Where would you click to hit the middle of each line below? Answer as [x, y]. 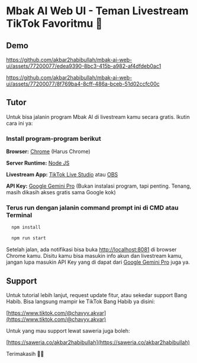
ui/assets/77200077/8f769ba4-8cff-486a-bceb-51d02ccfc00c [83, 84]
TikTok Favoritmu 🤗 [54, 23]
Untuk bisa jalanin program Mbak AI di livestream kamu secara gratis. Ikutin [98, 116]
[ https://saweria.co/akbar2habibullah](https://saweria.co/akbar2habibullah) [98, 342]
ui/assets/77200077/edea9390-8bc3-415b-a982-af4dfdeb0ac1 [84, 66]
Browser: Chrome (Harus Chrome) [48, 151]
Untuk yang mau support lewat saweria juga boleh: [68, 330]
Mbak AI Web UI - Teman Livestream [97, 11]
